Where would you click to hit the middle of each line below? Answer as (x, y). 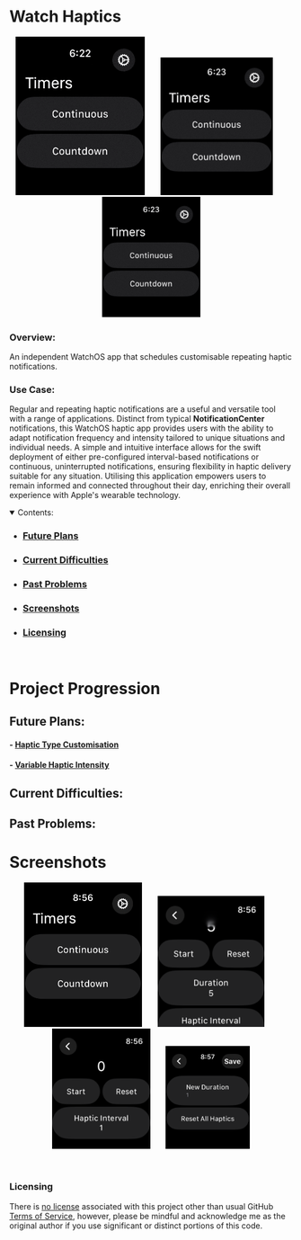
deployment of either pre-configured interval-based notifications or (134, 457)
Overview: (32, 337)
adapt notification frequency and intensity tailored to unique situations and (147, 438)
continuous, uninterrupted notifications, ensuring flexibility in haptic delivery (150, 467)
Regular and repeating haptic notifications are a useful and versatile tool (142, 409)
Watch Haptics (66, 17)
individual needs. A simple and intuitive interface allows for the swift (135, 448)
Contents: (35, 513)
